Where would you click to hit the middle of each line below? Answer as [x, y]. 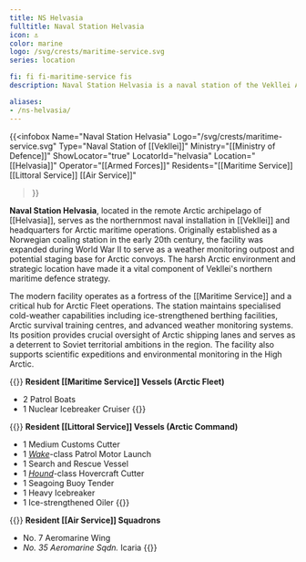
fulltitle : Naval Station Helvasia [77, 26]
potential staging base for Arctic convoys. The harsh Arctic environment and [153, 259]
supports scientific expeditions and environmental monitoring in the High [146, 354]
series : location [42, 60]
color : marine [36, 43]
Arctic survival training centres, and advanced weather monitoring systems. [152, 325]
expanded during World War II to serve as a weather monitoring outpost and [152, 249]
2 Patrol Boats [49, 399]
